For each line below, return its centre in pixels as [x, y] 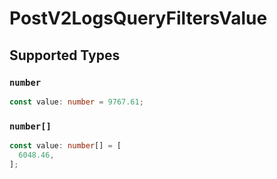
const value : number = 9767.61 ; [76, 102]
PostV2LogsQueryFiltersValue [138, 18]
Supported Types [65, 55]
